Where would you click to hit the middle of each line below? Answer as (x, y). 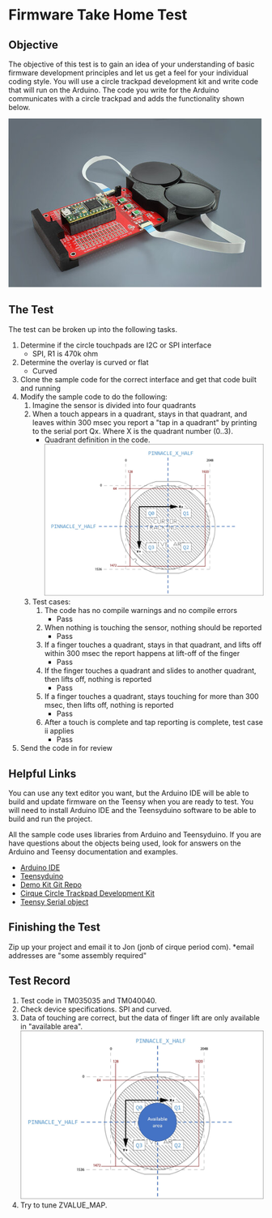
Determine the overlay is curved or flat (84, 362)
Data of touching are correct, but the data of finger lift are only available (140, 1017)
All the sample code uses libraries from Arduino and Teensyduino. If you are (135, 835)
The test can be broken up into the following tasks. (93, 329)
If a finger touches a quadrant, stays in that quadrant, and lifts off (153, 645)
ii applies (59, 731)
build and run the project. (51, 819)
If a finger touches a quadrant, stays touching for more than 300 (151, 696)
